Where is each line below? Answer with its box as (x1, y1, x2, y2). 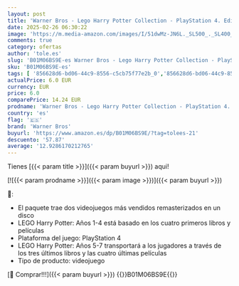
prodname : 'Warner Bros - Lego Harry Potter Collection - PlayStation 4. (7, 103, 231, 110)
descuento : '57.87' (7, 136, 65, 143)
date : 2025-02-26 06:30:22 (7, 23, 87, 31)
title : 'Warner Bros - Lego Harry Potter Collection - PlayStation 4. (7, 17, 221, 24)
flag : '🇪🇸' (7, 116, 43, 123)
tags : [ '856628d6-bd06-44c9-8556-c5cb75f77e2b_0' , (7, 70, 164, 77)
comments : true (7, 37, 53, 44)
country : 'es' (7, 110, 50, 117)
